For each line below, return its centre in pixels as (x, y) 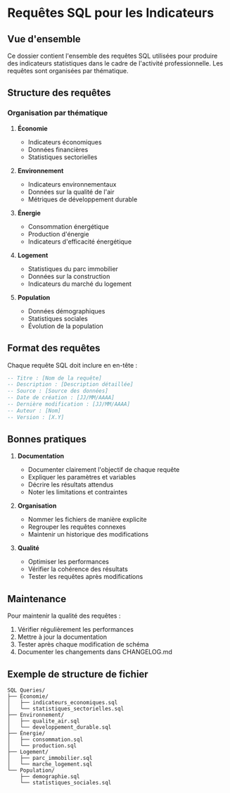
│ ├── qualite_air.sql (44, 721)
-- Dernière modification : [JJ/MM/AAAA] (69, 404)
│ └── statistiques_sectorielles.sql (66, 709)
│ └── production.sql (42, 746)
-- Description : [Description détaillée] (70, 385)
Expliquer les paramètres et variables (82, 477)
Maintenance (37, 599)
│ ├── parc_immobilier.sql (50, 758)
